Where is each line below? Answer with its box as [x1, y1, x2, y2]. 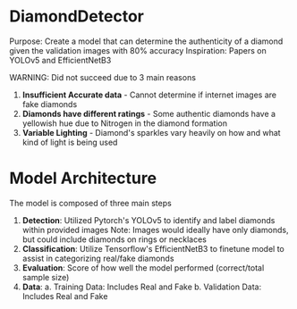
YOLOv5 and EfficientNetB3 [9, 54, 112, 65]
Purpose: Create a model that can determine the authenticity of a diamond [9, 36, 284, 46]
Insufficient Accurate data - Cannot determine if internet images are [21, 89, 277, 100]
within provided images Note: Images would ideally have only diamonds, [21, 224, 289, 235]
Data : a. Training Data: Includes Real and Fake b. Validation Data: [21, 281, 262, 292]
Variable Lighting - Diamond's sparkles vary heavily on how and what [21, 127, 281, 138]
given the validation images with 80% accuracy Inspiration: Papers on [9, 45, 267, 55]
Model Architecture [9, 168, 157, 188]
